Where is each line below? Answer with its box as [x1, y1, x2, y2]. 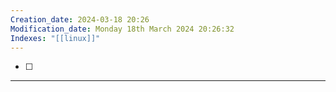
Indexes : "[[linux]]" [10, 33, 101, 43]
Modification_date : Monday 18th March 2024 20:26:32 [10, 24, 235, 34]
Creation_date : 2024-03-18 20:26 [10, 14, 150, 25]
